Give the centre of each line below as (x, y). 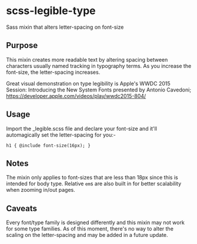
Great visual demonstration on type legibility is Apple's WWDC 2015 (88, 83)
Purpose (22, 45)
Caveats (21, 209)
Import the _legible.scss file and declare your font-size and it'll (82, 128)
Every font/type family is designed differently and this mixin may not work (96, 223)
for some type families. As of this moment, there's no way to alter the (90, 229)
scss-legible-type (51, 11)
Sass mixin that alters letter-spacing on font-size (65, 27)
